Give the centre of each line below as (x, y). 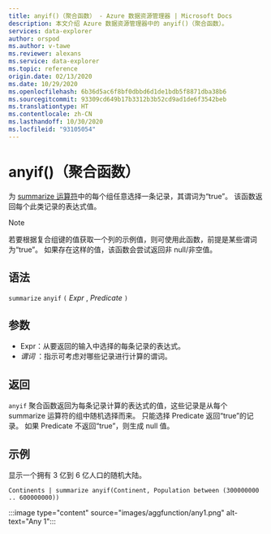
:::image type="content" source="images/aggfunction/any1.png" (116, 512)
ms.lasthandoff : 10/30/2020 (56, 122)
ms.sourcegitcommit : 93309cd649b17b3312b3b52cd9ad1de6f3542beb (118, 99)
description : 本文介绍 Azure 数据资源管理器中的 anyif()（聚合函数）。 (118, 24)
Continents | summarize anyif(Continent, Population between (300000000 (134, 490)
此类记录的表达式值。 (65, 206)
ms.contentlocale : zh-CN (50, 115)
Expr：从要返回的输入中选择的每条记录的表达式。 (102, 346)
